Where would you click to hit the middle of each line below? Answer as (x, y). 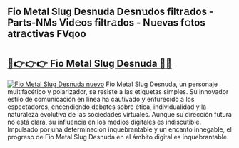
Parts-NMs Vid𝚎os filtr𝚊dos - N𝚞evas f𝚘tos (106, 23)
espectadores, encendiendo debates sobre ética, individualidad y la (107, 107)
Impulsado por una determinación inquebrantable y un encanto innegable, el (119, 129)
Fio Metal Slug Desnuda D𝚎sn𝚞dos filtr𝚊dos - (111, 12)
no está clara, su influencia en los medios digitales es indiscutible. (105, 122)
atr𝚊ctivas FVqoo (47, 34)
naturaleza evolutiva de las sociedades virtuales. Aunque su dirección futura (119, 114)
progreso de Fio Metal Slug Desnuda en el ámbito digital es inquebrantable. (118, 137)
